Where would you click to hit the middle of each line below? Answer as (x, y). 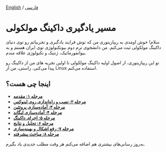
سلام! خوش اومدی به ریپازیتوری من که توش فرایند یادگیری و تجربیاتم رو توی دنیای (83, 42)
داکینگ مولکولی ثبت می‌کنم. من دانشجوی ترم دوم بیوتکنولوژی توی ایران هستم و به (84, 47)
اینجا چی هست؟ (28, 84)
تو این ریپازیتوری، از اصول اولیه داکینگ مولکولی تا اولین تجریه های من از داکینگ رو (82, 63)
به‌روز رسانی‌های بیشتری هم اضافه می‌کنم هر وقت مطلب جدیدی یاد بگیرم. (75, 144)
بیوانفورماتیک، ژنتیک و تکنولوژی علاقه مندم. (46, 52)
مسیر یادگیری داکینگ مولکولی (61, 28)
